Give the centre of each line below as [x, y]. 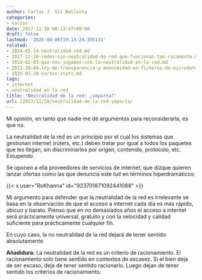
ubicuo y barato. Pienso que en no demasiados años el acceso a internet [96, 210]
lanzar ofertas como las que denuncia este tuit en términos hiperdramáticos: [101, 174]
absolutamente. [26, 241]
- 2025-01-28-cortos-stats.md [44, 73]
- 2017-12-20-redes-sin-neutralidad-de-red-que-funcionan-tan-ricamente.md [103, 57]
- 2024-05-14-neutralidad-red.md [48, 51]
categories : [21, 17]
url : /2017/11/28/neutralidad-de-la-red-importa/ [70, 101]
